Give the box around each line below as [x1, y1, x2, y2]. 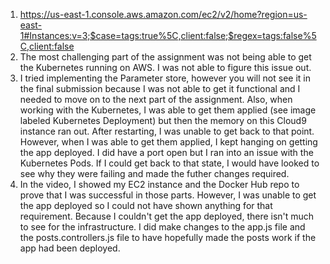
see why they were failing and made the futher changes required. [19, 168, 290, 179]
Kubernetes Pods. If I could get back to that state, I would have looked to [19, 157, 320, 169]
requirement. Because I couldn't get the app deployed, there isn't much [19, 210, 315, 222]
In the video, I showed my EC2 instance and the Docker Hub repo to [19, 179, 300, 190]
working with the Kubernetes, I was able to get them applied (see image [19, 104, 317, 116]
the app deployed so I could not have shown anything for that [19, 200, 273, 211]
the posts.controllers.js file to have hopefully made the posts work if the [19, 232, 317, 243]
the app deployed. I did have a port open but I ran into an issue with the [19, 147, 314, 158]
